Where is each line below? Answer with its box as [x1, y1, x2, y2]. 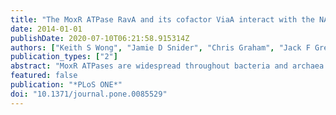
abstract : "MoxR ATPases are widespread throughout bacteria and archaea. [10, 61, 329, 71]
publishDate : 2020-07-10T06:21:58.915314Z [10, 33, 190, 43]
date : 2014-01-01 [10, 24, 83, 34]
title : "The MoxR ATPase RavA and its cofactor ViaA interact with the [10, 14, 315, 25]
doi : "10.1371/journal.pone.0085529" [10, 89, 168, 99]
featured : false [10, 71, 78, 81]
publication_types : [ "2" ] [10, 52, 118, 62]
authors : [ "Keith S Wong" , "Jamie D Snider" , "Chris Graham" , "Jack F [10, 42, 311, 53]
